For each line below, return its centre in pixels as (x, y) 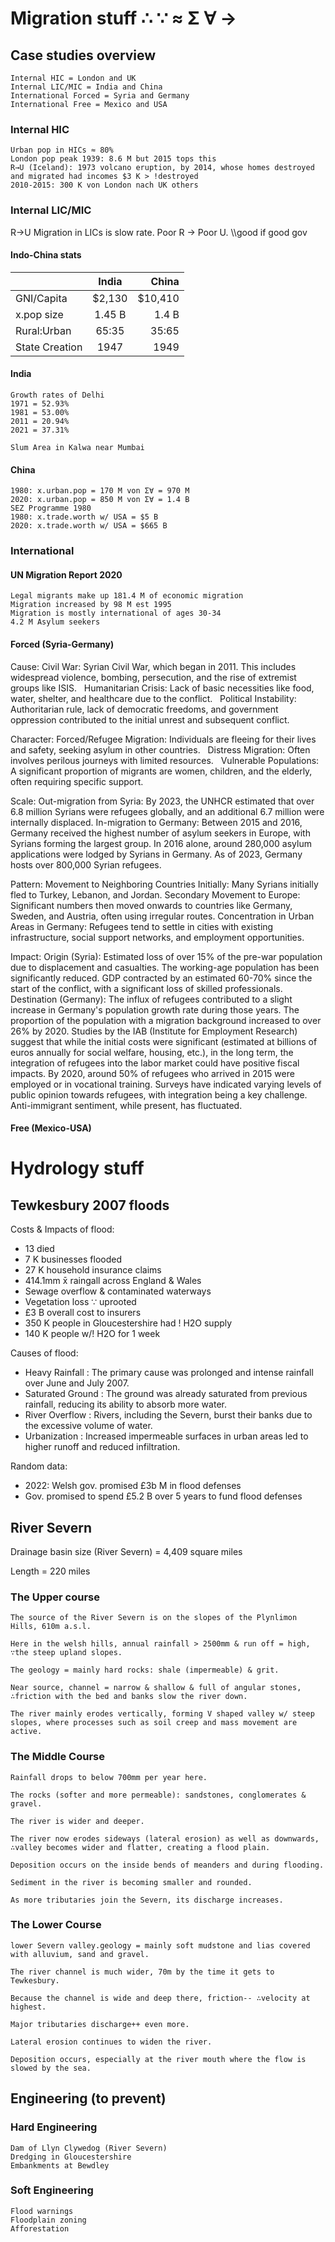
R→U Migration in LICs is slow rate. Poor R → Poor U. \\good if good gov (159, 232)
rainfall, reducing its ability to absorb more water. (125, 1404)
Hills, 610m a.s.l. (51, 1627)
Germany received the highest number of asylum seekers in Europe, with (160, 833)
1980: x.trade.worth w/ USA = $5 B (84, 517)
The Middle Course (57, 1757)
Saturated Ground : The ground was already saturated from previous (166, 1394)
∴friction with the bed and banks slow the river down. (129, 1697)
